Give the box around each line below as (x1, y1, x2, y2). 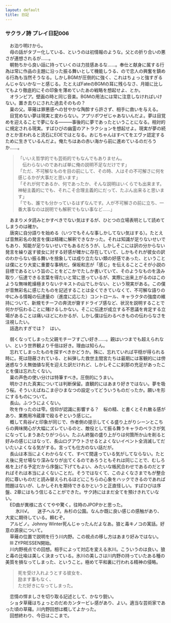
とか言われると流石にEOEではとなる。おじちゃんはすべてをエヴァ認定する (9, 131, 165, 138)
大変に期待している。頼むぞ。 (5, 514, 68, 520)
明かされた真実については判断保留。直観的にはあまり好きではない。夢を (9, 381, 161, 387)
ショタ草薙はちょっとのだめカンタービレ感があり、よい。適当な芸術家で (9, 600, 161, 606)
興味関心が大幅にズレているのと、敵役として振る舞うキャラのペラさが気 (14, 425, 166, 431)
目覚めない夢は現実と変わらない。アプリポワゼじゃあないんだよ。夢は (9, 113, 157, 119)
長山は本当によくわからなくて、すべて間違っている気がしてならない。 (9, 450, 156, 456)
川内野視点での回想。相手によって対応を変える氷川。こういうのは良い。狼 (9, 546, 165, 552)
